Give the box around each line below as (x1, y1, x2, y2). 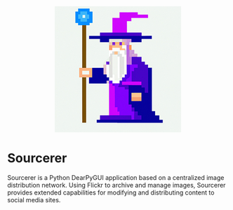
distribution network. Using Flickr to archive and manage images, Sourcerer (7, 181, 226, 189)
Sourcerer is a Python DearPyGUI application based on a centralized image (7, 173, 225, 181)
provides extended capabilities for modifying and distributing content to (7, 188, 215, 197)
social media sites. (7, 195, 61, 204)
